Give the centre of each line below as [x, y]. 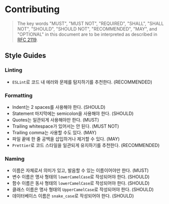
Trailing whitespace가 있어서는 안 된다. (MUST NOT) [65, 126]
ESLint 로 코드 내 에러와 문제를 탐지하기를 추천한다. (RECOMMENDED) [82, 82]
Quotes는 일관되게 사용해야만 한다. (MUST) [56, 120]
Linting [13, 70]
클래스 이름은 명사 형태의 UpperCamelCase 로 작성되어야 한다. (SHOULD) [83, 190]
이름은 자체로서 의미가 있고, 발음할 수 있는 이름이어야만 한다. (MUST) [80, 170]
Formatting [19, 95]
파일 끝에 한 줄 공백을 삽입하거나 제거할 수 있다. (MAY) [66, 139]
